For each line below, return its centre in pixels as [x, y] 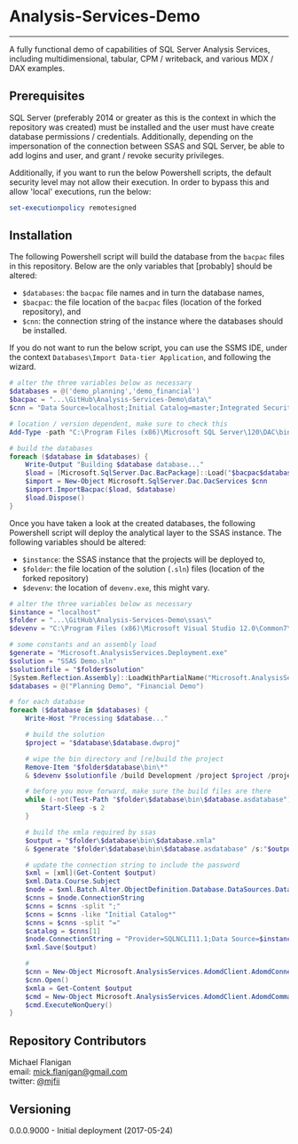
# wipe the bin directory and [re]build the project [125, 759]
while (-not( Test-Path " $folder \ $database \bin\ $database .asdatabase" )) [160, 800]
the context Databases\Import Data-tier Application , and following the [140, 357]
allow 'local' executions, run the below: [80, 191]
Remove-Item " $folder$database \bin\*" [97, 767]
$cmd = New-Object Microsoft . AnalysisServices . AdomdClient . [138, 996]
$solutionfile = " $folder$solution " [77, 669]
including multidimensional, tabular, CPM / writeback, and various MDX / [141, 59]
